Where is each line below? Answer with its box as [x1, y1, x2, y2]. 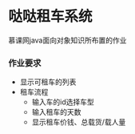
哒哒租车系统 [8, 7, 93, 26]
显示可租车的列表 [19, 77, 77, 87]
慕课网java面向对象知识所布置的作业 [8, 35, 127, 45]
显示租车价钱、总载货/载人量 [31, 117, 126, 127]
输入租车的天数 [31, 108, 81, 117]
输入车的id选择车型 [31, 97, 94, 107]
